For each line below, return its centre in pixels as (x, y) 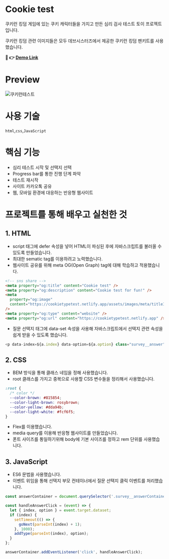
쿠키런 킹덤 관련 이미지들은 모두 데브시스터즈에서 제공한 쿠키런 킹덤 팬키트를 (80, 41)
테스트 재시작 (25, 180)
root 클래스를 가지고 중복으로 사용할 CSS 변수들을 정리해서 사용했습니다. (83, 379)
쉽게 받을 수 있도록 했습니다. (40, 335)
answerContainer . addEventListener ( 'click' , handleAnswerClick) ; (74, 552)
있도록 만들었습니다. (32, 252)
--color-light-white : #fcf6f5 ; (43, 412)
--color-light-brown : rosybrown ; (45, 402)
